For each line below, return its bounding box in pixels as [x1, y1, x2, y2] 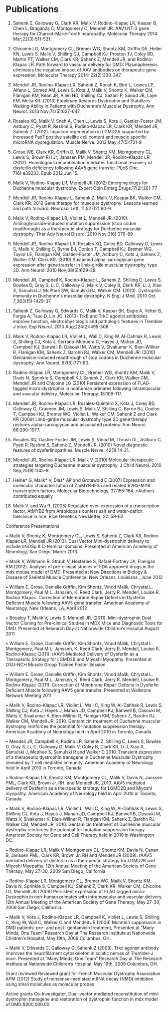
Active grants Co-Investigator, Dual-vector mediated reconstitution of [5, 991, 149, 997]
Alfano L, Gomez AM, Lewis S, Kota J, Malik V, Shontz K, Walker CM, [12, 87, 154, 93]
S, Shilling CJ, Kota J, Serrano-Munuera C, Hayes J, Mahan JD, [12, 338, 143, 344]
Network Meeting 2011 [5, 692, 52, 698]
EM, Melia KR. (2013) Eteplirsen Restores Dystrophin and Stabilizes [12, 97, 151, 103]
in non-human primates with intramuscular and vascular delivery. [29, 894, 163, 900]
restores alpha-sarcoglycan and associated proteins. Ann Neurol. [12, 421, 147, 427]
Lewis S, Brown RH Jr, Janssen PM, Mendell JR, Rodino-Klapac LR [12, 154, 150, 160]
